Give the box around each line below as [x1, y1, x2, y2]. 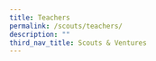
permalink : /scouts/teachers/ [9, 22, 124, 30]
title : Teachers [9, 13, 70, 22]
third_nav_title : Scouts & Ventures [9, 38, 147, 48]
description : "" [9, 30, 70, 39]
